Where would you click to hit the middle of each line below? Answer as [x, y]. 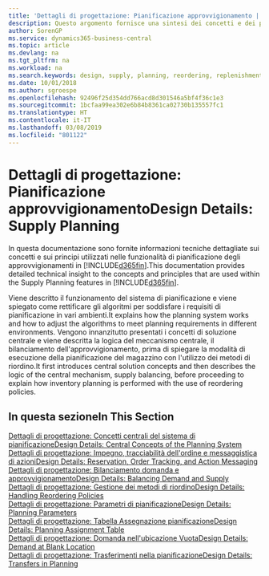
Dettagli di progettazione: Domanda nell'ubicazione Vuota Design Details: [128, 538]
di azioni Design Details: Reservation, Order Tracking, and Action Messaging [133, 461]
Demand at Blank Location [52, 547]
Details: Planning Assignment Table [66, 529]
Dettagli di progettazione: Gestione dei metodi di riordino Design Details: [126, 487]
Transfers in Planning [43, 564]
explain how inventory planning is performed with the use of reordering [126, 383]
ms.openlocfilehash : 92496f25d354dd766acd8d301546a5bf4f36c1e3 [116, 98]
